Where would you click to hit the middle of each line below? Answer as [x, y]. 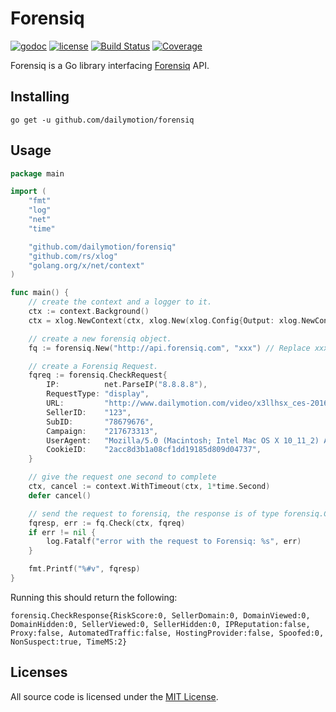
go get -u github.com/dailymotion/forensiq [102, 120]
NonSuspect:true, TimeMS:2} [69, 642]
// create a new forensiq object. [100, 338]
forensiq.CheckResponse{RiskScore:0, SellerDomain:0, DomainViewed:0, [160, 615]
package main [37, 173]
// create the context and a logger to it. [120, 302]
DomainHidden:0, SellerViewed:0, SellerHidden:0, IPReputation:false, [160, 624]
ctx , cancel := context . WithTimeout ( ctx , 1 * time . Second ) [149, 487]
